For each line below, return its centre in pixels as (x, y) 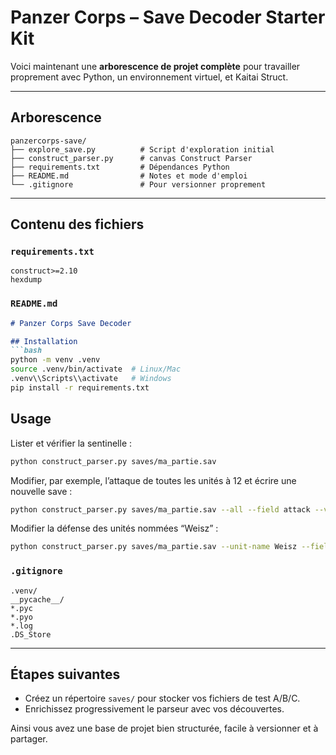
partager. (29, 739)
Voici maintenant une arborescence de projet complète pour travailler (155, 66)
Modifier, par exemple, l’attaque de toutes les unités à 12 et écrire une (153, 480)
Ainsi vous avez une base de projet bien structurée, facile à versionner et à (164, 728)
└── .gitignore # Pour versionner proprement (138, 184)
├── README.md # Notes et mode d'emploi (129, 176)
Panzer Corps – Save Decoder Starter (168, 17)
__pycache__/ (37, 599)
